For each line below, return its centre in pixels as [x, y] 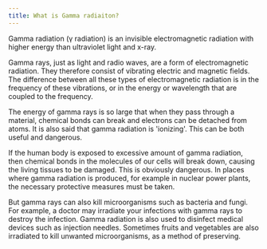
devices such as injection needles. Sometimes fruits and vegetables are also [133, 227]
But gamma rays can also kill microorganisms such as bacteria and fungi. [128, 202]
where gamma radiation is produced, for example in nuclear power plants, [130, 178]
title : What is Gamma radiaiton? [64, 16]
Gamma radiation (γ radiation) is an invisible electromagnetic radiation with [131, 38]
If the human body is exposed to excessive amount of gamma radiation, [126, 152]
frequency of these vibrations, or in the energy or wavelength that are [123, 88]
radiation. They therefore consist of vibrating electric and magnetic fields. [129, 71]
